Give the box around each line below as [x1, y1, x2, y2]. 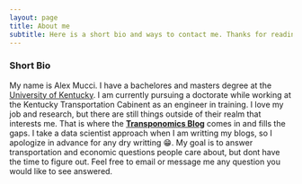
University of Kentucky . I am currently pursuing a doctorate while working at [9, 89, 292, 100]
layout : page [9, 13, 58, 22]
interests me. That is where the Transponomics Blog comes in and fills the [9, 118, 286, 128]
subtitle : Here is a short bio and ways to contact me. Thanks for [9, 30, 268, 39]
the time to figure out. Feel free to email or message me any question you [9, 156, 281, 167]
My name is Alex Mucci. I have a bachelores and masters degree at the [9, 80, 272, 91]
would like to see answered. [9, 165, 113, 176]
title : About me [9, 22, 70, 31]
